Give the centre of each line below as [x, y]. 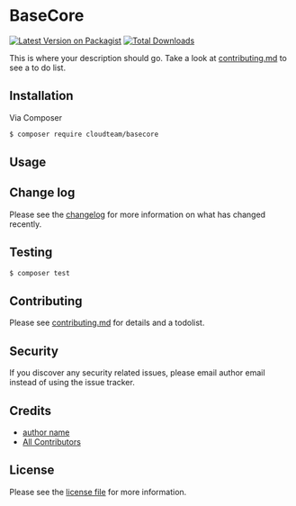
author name [46, 432]
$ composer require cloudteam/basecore [84, 134]
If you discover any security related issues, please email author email [137, 373]
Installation [41, 96]
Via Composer [36, 117]
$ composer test [40, 273]
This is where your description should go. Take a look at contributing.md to [148, 58]
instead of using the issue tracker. [72, 383]
